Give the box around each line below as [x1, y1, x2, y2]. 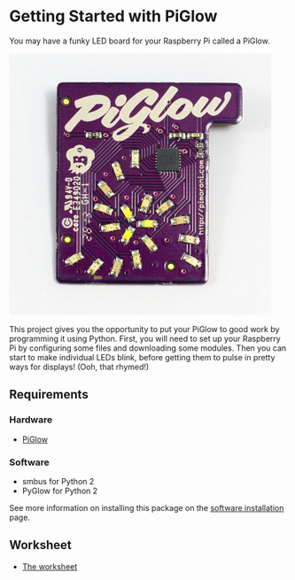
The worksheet [21, 561, 78, 572]
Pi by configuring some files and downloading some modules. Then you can [9, 343, 287, 353]
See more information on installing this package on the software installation [9, 502, 284, 513]
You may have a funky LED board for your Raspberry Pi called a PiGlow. [9, 35, 270, 46]
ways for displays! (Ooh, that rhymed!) [9, 361, 150, 372]
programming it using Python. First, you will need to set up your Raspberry [9, 333, 281, 344]
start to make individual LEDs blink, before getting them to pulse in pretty [9, 352, 276, 362]
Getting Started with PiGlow [9, 6, 218, 27]
